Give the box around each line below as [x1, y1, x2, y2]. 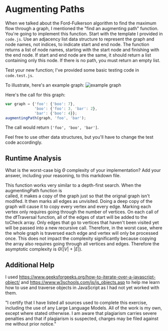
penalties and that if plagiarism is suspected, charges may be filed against [5, 315, 159, 321]
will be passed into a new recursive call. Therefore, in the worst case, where [5, 225, 163, 231]
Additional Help [5, 260, 55, 269]
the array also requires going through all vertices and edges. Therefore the [5, 241, 159, 247]
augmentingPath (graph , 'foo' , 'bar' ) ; [5, 115, 86, 121]
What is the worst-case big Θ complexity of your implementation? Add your [5, 167, 161, 173]
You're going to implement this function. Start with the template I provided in [5, 31, 163, 37]
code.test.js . [5, 72, 34, 78]
